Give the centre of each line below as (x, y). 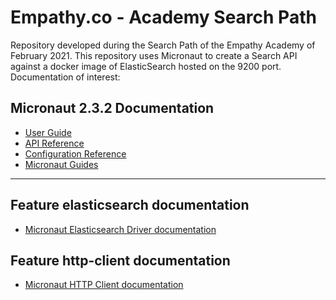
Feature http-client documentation (120, 260)
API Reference (54, 143)
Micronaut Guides (61, 164)
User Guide (48, 132)
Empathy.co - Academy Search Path (163, 17)
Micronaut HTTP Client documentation (104, 285)
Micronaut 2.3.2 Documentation (112, 108)
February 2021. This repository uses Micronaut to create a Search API (154, 55)
